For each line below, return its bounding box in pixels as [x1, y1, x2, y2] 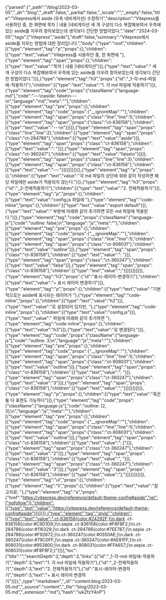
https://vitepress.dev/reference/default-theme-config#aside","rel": [22, 495, 159, 500]
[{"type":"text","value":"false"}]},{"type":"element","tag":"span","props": [5, 262, 153, 268]
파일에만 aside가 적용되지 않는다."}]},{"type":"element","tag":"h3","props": [10, 179, 159, 185]
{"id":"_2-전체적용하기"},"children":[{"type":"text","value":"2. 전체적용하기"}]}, [5, 185, 161, 191]
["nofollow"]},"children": [5, 500, 55, 505]
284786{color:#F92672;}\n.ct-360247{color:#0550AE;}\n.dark [5, 532, 134, 537]
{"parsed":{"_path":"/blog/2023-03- [5, 4, 79, 10]
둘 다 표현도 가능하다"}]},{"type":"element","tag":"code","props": [5, 398, 134, 403]
